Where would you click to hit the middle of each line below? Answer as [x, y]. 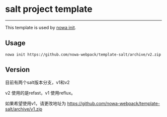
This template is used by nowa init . [41, 27]
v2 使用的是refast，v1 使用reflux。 [40, 93]
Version [17, 70]
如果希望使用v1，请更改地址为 [36, 103]
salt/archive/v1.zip [24, 109]
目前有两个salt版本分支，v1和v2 [38, 82]
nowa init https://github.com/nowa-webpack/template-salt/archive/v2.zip [83, 55]
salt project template [49, 9]
